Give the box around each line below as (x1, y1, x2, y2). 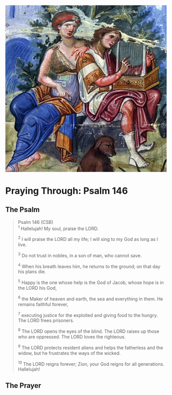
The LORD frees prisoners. (17, 317, 74, 324)
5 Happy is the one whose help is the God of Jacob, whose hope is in (17, 278, 164, 286)
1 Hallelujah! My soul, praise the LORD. (17, 224, 99, 232)
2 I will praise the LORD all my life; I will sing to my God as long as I (17, 235, 158, 242)
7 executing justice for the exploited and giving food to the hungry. (17, 311, 158, 318)
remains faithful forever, (17, 301, 69, 307)
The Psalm (5, 205, 40, 214)
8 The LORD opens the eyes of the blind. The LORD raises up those (17, 327, 160, 334)
